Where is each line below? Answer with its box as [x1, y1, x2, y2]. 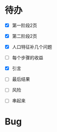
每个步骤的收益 [12, 55, 43, 61]
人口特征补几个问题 [12, 44, 52, 50]
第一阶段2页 [12, 22, 37, 28]
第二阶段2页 [12, 33, 37, 39]
